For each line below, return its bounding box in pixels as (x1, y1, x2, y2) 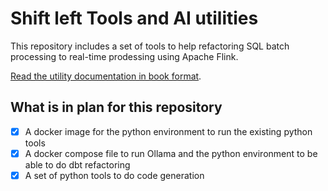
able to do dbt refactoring (24, 158, 131, 171)
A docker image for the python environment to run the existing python (24, 125, 313, 137)
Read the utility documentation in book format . (10, 70, 202, 82)
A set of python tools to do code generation (24, 169, 205, 181)
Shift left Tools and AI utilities (10, 7, 259, 30)
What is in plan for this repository (10, 99, 223, 116)
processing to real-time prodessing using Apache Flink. (10, 50, 239, 62)
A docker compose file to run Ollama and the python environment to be (24, 147, 318, 159)
